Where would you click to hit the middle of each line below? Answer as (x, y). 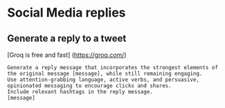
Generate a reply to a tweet (67, 38)
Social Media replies (66, 13)
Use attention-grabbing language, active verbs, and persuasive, (103, 80)
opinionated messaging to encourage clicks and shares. (89, 86)
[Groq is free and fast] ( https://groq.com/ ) (67, 55)
